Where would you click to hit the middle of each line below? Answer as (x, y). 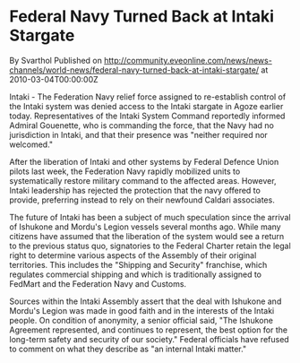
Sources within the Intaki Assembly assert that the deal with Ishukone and (146, 301)
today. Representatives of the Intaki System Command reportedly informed (147, 116)
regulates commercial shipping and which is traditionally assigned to (136, 274)
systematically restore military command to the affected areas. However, (143, 180)
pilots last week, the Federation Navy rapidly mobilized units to (125, 171)
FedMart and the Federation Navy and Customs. (98, 283)
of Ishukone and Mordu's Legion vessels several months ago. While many (145, 227)
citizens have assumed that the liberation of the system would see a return (147, 236)
